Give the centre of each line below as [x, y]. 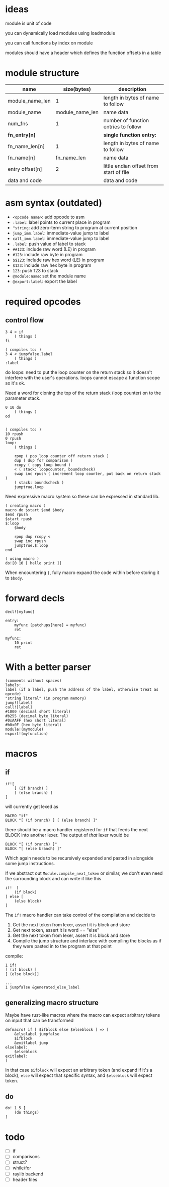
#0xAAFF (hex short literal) [36, 720]
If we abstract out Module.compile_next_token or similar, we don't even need [84, 873]
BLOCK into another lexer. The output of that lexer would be [67, 835]
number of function [126, 120]
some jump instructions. [30, 863]
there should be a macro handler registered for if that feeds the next [77, 829]
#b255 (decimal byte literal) [37, 716]
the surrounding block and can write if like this [53, 878]
